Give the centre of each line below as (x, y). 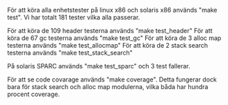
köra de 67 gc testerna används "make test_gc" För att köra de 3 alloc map (114, 38)
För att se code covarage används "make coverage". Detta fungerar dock (112, 79)
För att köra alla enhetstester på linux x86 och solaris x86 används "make (112, 10)
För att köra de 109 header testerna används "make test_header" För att (110, 31)
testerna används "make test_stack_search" (70, 52)
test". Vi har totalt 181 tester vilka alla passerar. (74, 17)
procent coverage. (34, 94)
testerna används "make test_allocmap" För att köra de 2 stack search (108, 45)
